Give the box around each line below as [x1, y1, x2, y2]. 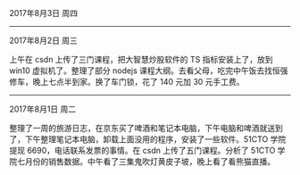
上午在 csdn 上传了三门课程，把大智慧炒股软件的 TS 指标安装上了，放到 [9, 54, 273, 64]
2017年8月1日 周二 [9, 104, 77, 114]
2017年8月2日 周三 [9, 35, 79, 46]
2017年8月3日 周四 [9, 8, 79, 18]
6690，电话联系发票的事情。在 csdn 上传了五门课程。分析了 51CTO [26, 146, 276, 155]
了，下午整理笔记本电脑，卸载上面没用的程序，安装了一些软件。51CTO [9, 134, 269, 145]
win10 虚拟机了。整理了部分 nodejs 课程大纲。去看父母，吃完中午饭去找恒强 [9, 65, 288, 76]
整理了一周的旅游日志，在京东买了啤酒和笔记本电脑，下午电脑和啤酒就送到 [9, 123, 283, 133]
